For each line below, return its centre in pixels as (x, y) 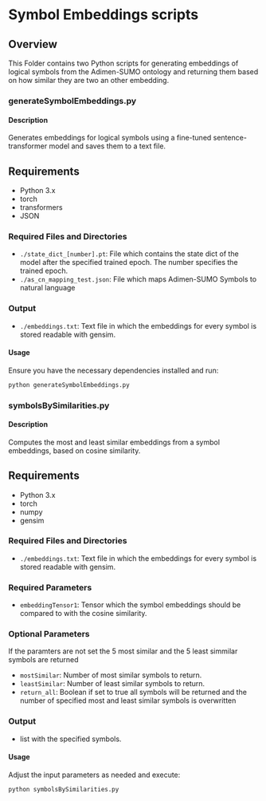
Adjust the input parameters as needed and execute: (94, 775)
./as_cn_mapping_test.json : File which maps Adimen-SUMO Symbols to (138, 279)
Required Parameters (50, 587)
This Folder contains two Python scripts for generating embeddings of (123, 63)
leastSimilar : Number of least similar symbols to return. (112, 684)
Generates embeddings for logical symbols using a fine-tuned (110, 138)
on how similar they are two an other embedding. (89, 80)
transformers (41, 207)
